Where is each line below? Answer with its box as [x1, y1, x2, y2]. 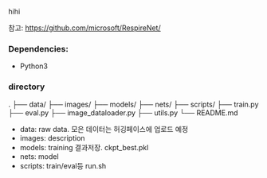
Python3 [19, 61, 48, 71]
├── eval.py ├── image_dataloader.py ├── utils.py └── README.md [8, 107, 238, 118]
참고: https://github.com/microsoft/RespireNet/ [8, 23, 161, 33]
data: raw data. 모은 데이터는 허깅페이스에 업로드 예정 [19, 124, 189, 133]
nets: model [19, 151, 59, 161]
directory [8, 81, 45, 92]
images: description [19, 133, 85, 142]
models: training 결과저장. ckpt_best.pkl [19, 142, 149, 152]
